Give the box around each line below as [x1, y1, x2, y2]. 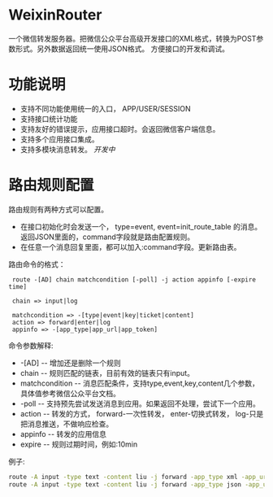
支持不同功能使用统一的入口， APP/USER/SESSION [19, 103, 191, 113]
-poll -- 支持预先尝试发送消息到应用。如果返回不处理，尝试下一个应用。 [19, 399, 260, 408]
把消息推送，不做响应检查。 [19, 419, 114, 429]
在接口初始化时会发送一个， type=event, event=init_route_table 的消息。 [19, 221, 262, 231]
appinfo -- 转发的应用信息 [19, 429, 107, 438]
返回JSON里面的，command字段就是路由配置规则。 [19, 232, 195, 242]
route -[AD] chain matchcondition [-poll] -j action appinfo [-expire [11, 275, 256, 284]
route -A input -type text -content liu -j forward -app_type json [8, 480, 242, 489]
